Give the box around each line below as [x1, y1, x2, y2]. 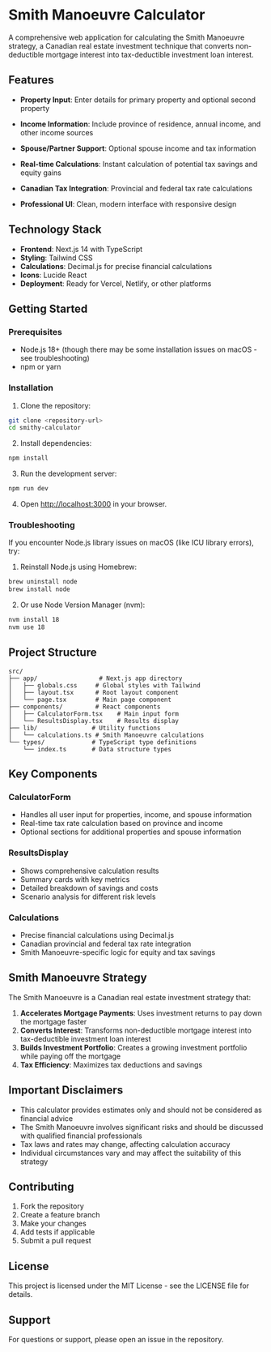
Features [8, 73, 54, 87]
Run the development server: [19, 468, 117, 479]
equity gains [19, 168, 62, 178]
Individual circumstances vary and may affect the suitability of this [19, 1148, 242, 1157]
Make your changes [19, 1218, 87, 1229]
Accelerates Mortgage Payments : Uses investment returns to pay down [19, 1008, 263, 1018]
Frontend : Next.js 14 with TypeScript [19, 244, 143, 254]
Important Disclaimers [8, 1084, 124, 1097]
